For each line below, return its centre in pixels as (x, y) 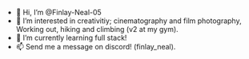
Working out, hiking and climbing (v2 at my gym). (97, 29)
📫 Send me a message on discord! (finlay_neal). (96, 47)
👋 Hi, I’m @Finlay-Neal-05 (58, 12)
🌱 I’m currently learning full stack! (71, 37)
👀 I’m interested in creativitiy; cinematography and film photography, (129, 21)
